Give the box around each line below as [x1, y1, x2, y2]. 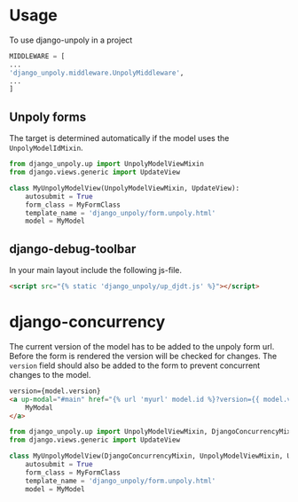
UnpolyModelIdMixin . [9, 143, 83, 153]
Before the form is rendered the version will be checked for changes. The [9, 350, 278, 361]
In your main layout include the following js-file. [9, 265, 183, 276]
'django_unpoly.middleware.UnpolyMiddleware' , [9, 68, 184, 77]
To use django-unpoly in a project [9, 35, 133, 45]
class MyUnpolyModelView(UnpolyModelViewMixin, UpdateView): [9, 184, 240, 192]
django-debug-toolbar [9, 241, 137, 256]
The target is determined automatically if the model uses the [9, 133, 230, 144]
